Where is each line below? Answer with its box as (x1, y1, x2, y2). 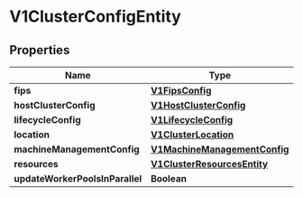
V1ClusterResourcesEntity (150, 158, 269, 170)
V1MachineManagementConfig (150, 143, 289, 155)
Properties (9, 42, 70, 58)
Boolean (150, 173, 188, 184)
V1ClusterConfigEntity (9, 6, 182, 27)
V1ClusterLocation (150, 128, 234, 141)
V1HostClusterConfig (150, 99, 246, 111)
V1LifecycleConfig (150, 114, 234, 126)
